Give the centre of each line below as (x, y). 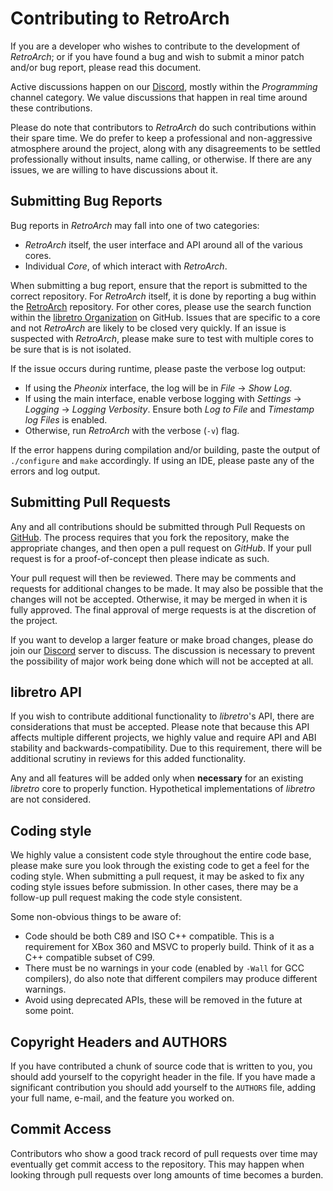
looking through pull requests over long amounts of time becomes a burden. (167, 1174)
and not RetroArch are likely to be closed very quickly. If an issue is (148, 328)
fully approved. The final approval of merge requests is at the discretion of (163, 609)
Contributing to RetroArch (120, 18)
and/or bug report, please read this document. (106, 67)
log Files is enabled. (66, 419)
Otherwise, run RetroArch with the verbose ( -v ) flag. (132, 430)
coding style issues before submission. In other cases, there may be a (154, 887)
